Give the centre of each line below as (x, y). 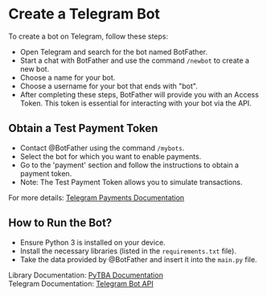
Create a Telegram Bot (84, 14)
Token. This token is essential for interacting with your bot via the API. (136, 103)
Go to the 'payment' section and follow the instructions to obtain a (129, 165)
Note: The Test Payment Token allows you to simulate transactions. (131, 182)
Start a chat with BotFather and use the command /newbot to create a (134, 60)
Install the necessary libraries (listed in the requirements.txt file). (128, 251)
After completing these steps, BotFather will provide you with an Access (139, 94)
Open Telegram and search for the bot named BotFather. (113, 51)
